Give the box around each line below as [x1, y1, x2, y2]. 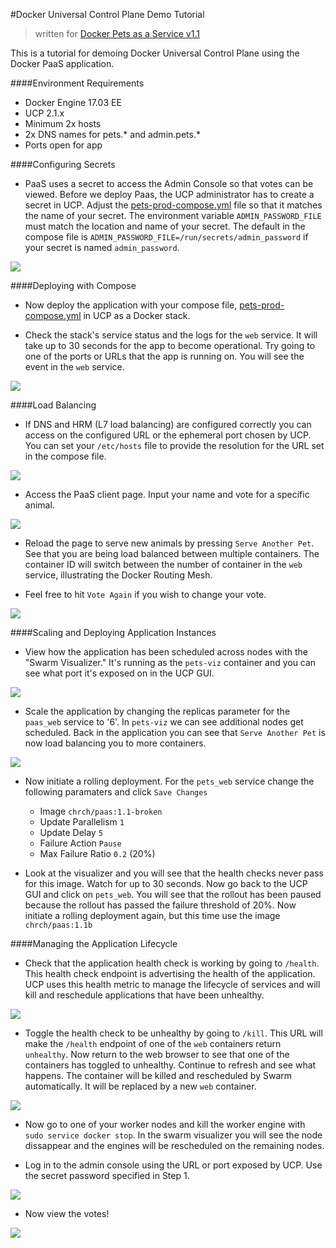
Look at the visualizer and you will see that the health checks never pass [24, 867, 324, 879]
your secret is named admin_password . [24, 242, 180, 253]
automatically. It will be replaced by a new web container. [24, 1080, 257, 1092]
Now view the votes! [24, 1208, 110, 1219]
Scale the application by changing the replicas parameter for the [24, 705, 291, 717]
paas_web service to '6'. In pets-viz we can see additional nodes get [24, 716, 304, 728]
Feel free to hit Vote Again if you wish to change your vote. [24, 589, 267, 600]
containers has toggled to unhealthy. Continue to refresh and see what [24, 1059, 317, 1071]
